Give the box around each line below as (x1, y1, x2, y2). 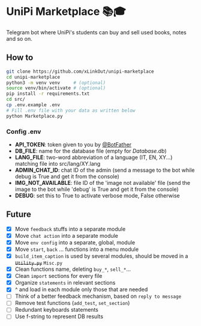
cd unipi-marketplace (6, 74, 61, 80)
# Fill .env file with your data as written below (6, 107, 136, 113)
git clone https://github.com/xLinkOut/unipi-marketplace (6, 68, 154, 74)
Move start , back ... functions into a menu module (14, 246, 139, 253)
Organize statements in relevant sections (14, 279, 116, 286)
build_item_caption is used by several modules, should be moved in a (14, 252, 188, 259)
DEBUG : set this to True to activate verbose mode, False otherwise (14, 192, 180, 199)
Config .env (6, 127, 41, 136)
